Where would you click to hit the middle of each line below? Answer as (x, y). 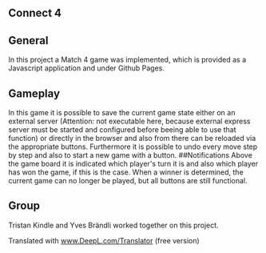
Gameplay (34, 93)
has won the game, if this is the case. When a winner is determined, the (126, 172)
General (29, 40)
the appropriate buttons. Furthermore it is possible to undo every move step (133, 147)
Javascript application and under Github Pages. (87, 68)
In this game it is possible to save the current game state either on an (122, 113)
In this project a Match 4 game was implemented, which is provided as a (127, 60)
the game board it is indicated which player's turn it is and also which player (133, 164)
